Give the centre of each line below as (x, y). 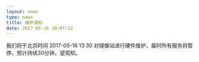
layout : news (22, 12)
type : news (20, 17)
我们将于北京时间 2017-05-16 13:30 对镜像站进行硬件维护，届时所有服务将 (97, 45)
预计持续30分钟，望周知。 (49, 53)
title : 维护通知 (24, 22)
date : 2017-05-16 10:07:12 (40, 28)
